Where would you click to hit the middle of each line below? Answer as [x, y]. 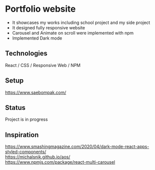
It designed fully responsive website [49, 27]
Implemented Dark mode [37, 38]
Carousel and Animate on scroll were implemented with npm [73, 33]
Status [15, 108]
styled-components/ [26, 152]
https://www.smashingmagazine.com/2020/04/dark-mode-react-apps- [77, 147]
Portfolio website [40, 9]
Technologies [26, 53]
